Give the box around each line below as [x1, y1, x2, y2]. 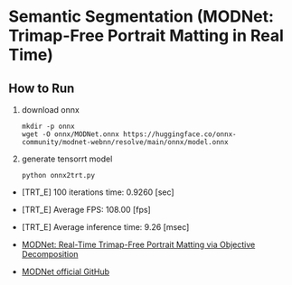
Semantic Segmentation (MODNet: [8, 6, 275, 27]
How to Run [8, 80, 75, 96]
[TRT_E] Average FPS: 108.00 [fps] [21, 205, 151, 215]
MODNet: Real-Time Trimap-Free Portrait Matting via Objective [21, 239, 256, 250]
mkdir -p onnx [21, 122, 75, 131]
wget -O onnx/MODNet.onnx [21, 130, 119, 139]
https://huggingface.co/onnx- [122, 130, 237, 139]
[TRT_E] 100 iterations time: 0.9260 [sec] [21, 187, 174, 198]
